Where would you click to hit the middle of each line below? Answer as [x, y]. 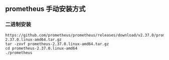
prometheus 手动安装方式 [45, 9]
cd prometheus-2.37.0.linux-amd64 [41, 48]
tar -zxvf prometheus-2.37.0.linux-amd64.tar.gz [57, 44]
